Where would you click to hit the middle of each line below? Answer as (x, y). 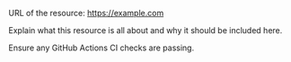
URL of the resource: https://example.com (86, 13)
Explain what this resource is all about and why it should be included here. (145, 30)
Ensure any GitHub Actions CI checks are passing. (101, 48)
